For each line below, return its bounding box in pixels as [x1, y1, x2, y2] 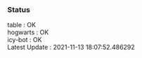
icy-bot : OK [7, 36, 42, 44]
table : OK [7, 21, 37, 29]
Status [7, 5, 30, 15]
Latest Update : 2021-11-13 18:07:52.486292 [7, 43, 135, 52]
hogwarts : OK [7, 28, 49, 36]
